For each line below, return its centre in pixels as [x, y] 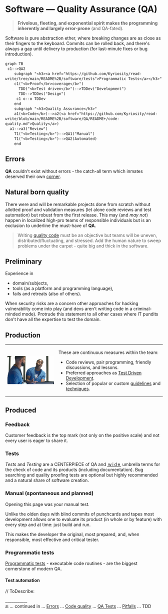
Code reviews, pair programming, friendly [108, 362]
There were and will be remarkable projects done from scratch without [78, 204]
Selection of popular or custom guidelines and [113, 383]
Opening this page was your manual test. [47, 504]
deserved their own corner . [33, 176]
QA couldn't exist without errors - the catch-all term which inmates [74, 171]
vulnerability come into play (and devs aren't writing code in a [69, 309]
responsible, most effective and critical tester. [52, 539]
